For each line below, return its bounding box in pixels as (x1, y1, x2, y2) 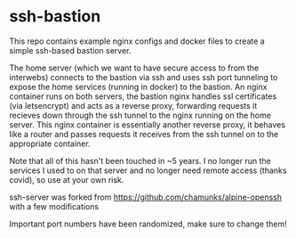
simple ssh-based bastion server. (9, 45, 132, 55)
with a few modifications (9, 201, 100, 211)
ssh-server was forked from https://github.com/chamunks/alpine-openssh (9, 192, 283, 202)
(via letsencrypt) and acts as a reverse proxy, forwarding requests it (9, 100, 258, 111)
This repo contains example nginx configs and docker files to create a (9, 36, 265, 46)
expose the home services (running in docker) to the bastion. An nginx (9, 81, 268, 92)
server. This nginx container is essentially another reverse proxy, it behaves (9, 119, 286, 130)
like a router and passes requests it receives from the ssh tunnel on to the (9, 128, 279, 139)
